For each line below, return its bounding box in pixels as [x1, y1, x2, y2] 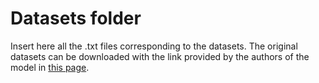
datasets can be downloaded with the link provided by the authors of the [10, 50, 310, 62]
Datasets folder [10, 7, 142, 30]
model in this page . [10, 61, 90, 73]
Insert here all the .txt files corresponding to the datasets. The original [10, 40, 298, 52]
